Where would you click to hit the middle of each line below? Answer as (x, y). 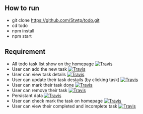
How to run (22, 8)
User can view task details (39, 74)
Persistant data (27, 95)
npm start (22, 36)
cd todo (20, 25)
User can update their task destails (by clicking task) (66, 80)
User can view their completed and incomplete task (65, 106)
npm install (23, 31)
